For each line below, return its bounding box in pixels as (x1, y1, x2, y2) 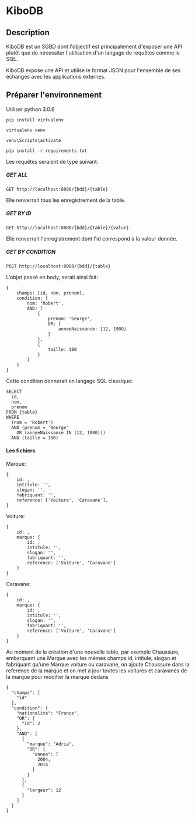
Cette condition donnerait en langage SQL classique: (6, 377, 133, 384)
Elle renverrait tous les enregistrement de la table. (6, 197, 126, 204)
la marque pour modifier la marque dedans (6, 673, 109, 680)
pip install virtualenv (6, 117, 64, 123)
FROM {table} (6, 409, 38, 415)
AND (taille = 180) (11, 435, 59, 441)
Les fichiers (6, 447, 36, 454)
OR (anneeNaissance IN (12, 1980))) (16, 429, 106, 435)
